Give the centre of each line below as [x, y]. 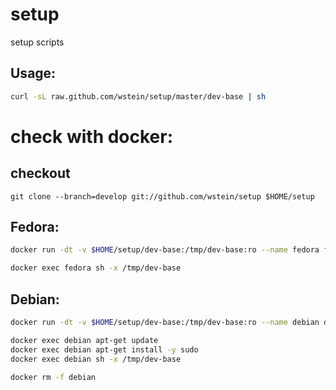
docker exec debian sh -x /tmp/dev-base [96, 359]
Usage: [33, 73]
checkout [40, 173]
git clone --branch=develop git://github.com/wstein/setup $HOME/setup [162, 196]
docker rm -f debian [53, 377]
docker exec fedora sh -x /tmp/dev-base [96, 268]
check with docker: [92, 136]
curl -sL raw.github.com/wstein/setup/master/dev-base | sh [138, 96]
